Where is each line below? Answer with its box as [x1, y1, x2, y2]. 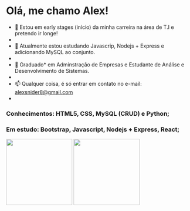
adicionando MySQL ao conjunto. [14, 48, 96, 55]
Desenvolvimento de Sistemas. [14, 67, 90, 74]
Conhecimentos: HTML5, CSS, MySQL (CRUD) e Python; [6, 109, 170, 118]
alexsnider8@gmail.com [14, 88, 73, 95]
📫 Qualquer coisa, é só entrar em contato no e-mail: [14, 80, 142, 87]
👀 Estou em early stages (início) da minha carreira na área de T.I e [14, 24, 174, 31]
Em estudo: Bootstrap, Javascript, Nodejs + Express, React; [6, 125, 180, 133]
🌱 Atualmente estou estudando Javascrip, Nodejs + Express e [14, 42, 164, 49]
